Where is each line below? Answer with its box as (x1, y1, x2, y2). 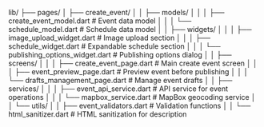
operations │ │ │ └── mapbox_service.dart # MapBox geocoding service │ (8, 93, 256, 101)
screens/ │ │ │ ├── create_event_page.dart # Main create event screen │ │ (8, 58, 258, 68)
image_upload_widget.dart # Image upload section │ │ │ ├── (8, 33, 210, 42)
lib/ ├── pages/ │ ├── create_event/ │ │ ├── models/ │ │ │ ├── (8, 8, 225, 17)
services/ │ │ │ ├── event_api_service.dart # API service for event (8, 84, 228, 93)
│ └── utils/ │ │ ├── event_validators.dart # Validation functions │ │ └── (8, 101, 251, 110)
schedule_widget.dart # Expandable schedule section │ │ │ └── (8, 42, 222, 51)
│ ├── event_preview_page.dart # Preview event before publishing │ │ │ (8, 67, 249, 76)
